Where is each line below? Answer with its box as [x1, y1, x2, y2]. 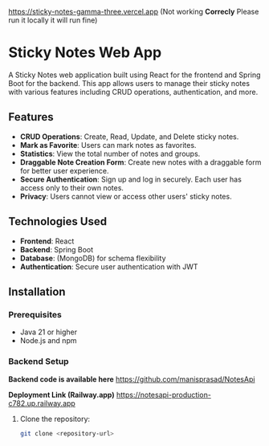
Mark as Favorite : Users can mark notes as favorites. [19, 140, 197, 149]
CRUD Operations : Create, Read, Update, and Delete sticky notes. [19, 132, 239, 141]
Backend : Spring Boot [19, 244, 94, 254]
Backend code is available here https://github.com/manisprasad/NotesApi [8, 374, 255, 384]
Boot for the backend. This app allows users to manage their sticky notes [8, 78, 251, 88]
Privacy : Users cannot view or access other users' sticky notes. [19, 191, 232, 201]
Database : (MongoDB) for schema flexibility [19, 253, 166, 263]
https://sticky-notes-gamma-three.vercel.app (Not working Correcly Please [8, 7, 259, 16]
